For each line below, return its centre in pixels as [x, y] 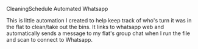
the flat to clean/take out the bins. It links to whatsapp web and [85, 27]
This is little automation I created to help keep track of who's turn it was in [99, 20]
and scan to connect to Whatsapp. [50, 40]
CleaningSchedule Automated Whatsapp [57, 9]
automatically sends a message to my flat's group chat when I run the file [98, 33]
